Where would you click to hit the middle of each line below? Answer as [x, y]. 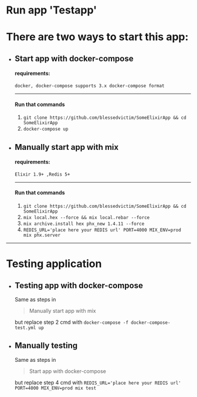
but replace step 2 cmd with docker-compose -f [72, 322]
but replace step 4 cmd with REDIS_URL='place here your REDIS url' [98, 382]
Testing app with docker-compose [79, 285]
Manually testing [46, 346]
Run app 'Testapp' [52, 10]
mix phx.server [42, 235]
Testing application [54, 264]
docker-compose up [46, 129]
